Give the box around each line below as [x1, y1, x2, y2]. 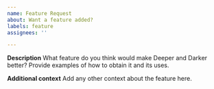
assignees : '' [7, 29, 48, 36]
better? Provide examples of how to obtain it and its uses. [7, 61, 169, 69]
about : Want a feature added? [7, 16, 94, 23]
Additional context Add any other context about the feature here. [7, 75, 192, 83]
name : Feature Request [7, 10, 72, 17]
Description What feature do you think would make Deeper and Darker [7, 54, 208, 62]
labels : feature [7, 23, 53, 29]
